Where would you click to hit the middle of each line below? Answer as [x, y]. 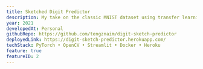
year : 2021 [20, 23]
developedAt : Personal [35, 28]
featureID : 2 [23, 56]
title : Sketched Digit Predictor [48, 12]
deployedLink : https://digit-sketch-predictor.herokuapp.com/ [86, 40]
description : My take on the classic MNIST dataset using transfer [93, 17]
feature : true [24, 51]
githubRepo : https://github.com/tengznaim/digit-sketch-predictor [92, 34]
